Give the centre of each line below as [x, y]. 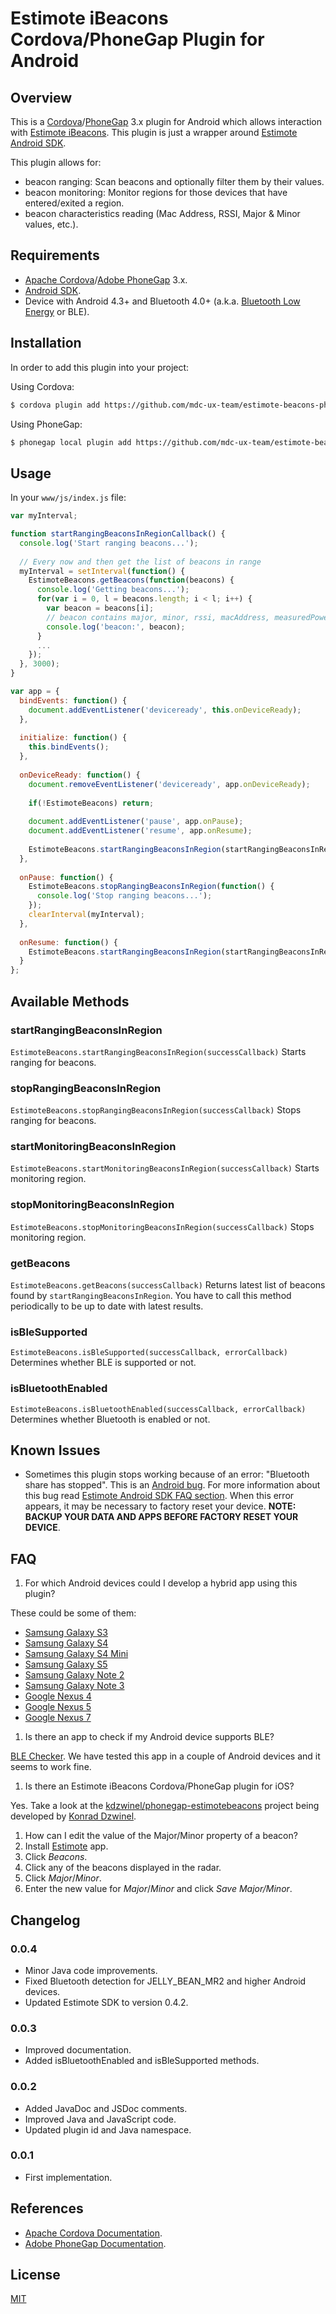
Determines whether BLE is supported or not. [103, 1363]
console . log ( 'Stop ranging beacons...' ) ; [124, 896]
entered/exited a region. [74, 203]
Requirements [55, 255]
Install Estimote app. [66, 1846]
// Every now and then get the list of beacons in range [140, 562]
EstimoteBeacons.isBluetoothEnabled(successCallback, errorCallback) [158, 1409]
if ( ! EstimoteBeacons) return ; [91, 803]
